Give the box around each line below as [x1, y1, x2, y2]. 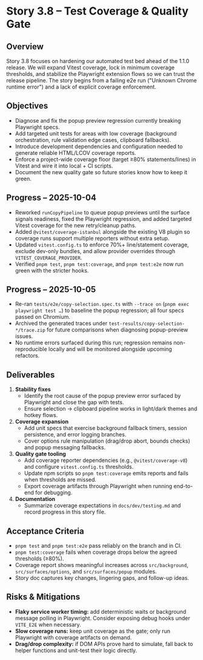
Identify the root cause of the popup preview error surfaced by [24, 392, 181, 400]
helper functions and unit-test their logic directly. [15, 647, 138, 654]
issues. [15, 333, 33, 340]
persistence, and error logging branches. [24, 431, 127, 438]
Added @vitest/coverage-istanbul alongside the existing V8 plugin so [15, 228, 190, 235]
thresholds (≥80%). [15, 555, 64, 562]
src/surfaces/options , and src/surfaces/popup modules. [15, 568, 157, 575]
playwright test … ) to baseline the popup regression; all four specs [15, 307, 184, 314]
